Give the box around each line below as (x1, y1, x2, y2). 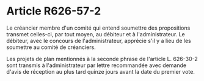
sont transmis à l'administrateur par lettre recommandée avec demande (6, 62, 187, 69)
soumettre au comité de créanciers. (6, 44, 96, 51)
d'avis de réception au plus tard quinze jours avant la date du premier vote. (6, 68, 195, 75)
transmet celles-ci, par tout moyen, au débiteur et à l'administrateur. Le (6, 30, 185, 37)
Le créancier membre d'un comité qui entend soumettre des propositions (6, 24, 191, 31)
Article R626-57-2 (6, 4, 101, 18)
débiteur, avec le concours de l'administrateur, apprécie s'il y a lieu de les (6, 37, 191, 44)
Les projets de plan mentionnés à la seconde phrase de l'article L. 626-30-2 (6, 55, 199, 62)
